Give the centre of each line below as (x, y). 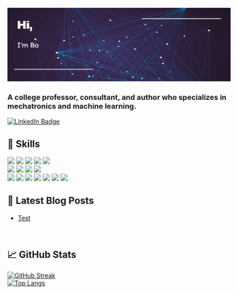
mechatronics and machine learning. (72, 106)
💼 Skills (24, 143)
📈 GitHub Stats (42, 255)
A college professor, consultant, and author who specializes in (117, 97)
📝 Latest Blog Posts (51, 201)
